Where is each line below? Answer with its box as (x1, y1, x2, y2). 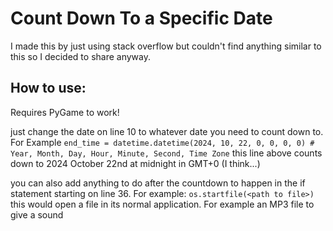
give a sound (10, 208, 64, 221)
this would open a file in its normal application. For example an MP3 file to (10, 198, 315, 210)
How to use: (10, 80, 87, 97)
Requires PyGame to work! (10, 106, 120, 118)
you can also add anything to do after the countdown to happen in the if (10, 177, 306, 189)
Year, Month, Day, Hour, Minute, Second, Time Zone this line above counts (10, 147, 323, 159)
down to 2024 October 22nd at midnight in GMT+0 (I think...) (10, 157, 261, 169)
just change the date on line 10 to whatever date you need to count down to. (10, 125, 324, 137)
